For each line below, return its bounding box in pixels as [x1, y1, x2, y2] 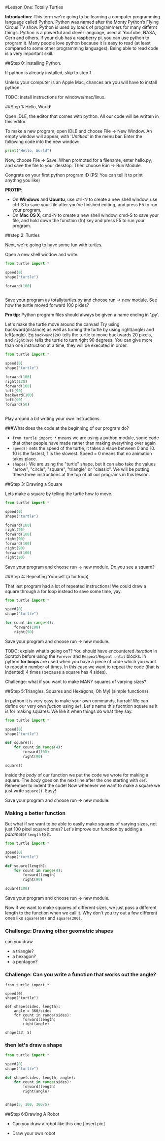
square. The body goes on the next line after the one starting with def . [5, 777, 148, 783]
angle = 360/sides [14, 1008, 52, 1013]
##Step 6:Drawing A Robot [5, 1111, 60, 1117]
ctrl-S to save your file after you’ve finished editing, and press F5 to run [12, 201, 158, 207]
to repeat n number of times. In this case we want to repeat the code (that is [5, 664, 160, 670]
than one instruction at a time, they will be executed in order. [5, 342, 128, 348]
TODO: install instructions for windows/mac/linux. [5, 94, 106, 100]
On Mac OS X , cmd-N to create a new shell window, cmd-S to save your [12, 212, 159, 218]
